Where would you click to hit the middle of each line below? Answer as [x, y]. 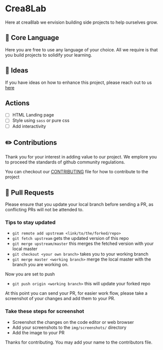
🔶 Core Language [32, 38]
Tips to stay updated [30, 223]
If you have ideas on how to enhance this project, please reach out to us [79, 82]
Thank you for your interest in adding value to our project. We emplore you [81, 157]
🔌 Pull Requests [30, 192]
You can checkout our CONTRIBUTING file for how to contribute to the [77, 172]
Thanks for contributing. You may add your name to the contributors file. [79, 342]
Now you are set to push [30, 274]
